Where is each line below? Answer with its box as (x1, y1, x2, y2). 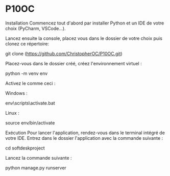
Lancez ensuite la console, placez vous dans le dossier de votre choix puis (5, 35, 162, 41)
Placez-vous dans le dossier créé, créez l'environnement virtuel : (5, 60, 142, 66)
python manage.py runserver (5, 164, 66, 171)
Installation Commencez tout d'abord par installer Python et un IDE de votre (5, 20, 164, 26)
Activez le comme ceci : (5, 80, 56, 86)
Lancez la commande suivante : (5, 155, 72, 161)
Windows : (5, 90, 28, 96)
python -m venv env (5, 70, 48, 77)
